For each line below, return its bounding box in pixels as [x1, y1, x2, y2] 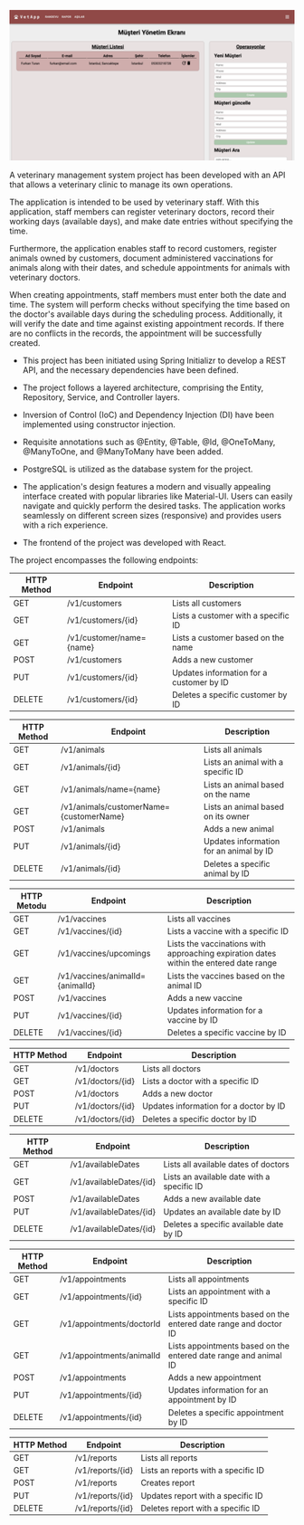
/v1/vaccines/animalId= [57, 970, 147, 981]
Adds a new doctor [142, 1088, 214, 1100]
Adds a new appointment [167, 1372, 261, 1383]
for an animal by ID [203, 845, 274, 856]
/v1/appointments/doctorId [59, 1318, 161, 1329]
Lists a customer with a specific [171, 610, 290, 621]
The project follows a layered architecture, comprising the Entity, [22, 382, 264, 393]
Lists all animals [203, 744, 262, 756]
